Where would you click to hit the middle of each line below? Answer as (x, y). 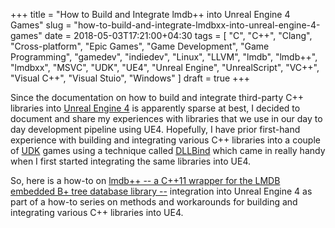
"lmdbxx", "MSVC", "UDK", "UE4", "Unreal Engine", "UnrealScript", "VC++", (165, 67)
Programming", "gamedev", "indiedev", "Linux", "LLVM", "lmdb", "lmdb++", (164, 57)
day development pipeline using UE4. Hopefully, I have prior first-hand (155, 129)
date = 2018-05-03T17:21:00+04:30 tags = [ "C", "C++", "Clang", (178, 35)
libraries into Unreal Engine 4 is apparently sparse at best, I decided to (155, 108)
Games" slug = (41, 25)
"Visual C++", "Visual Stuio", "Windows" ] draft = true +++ (130, 78)
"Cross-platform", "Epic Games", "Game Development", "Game (140, 46)
